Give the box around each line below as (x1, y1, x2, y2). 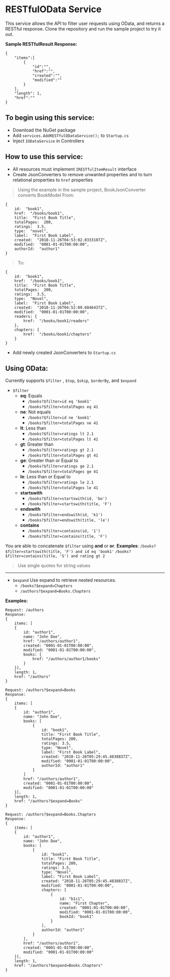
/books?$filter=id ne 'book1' (27, 415, 92, 420)
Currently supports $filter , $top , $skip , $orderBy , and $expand (5, 377, 137, 384)
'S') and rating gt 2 (59, 553, 105, 559)
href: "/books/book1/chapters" (23, 332, 92, 337)
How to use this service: (5, 152, 83, 161)
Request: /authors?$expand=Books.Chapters (5, 812, 96, 817)
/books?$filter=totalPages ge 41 (27, 469, 99, 474)
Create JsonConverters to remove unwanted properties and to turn (12, 171, 152, 177)
